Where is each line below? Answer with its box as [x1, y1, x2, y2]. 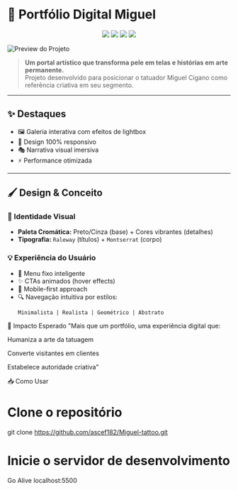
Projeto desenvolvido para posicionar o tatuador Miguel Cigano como [24, 73, 228, 82]
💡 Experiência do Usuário [7, 253, 96, 263]
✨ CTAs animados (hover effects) [17, 277, 115, 285]
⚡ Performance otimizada [17, 156, 92, 165]
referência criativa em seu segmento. [24, 81, 134, 89]
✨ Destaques [7, 108, 67, 120]
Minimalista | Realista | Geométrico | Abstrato [17, 308, 164, 316]
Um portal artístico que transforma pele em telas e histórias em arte [24, 58, 229, 67]
